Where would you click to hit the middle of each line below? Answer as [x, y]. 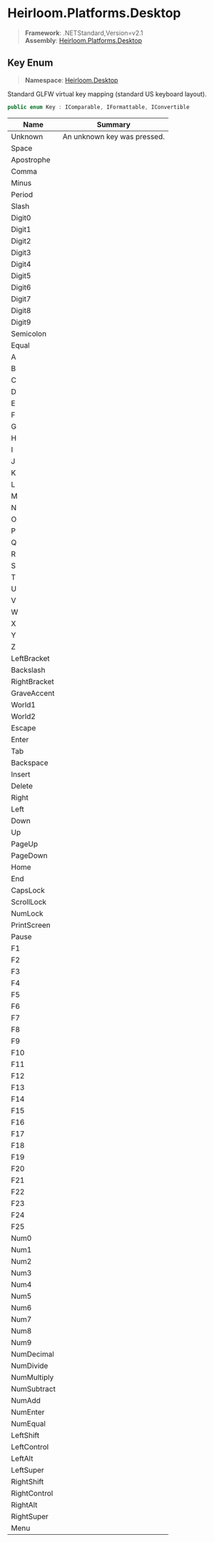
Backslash [28, 670]
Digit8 [21, 310]
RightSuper [30, 1516]
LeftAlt [22, 1459]
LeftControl [30, 1446]
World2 [23, 716]
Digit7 [21, 299]
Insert [21, 774]
